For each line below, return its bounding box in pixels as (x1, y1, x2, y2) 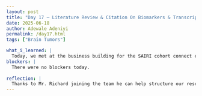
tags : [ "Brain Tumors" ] (6, 37, 66, 43)
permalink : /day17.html (6, 31, 66, 37)
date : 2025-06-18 (6, 20, 50, 26)
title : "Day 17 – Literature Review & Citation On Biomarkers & (6, 14, 171, 20)
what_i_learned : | (6, 47, 52, 54)
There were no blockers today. (11, 64, 90, 70)
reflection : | (6, 76, 42, 82)
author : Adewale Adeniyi (6, 25, 69, 32)
